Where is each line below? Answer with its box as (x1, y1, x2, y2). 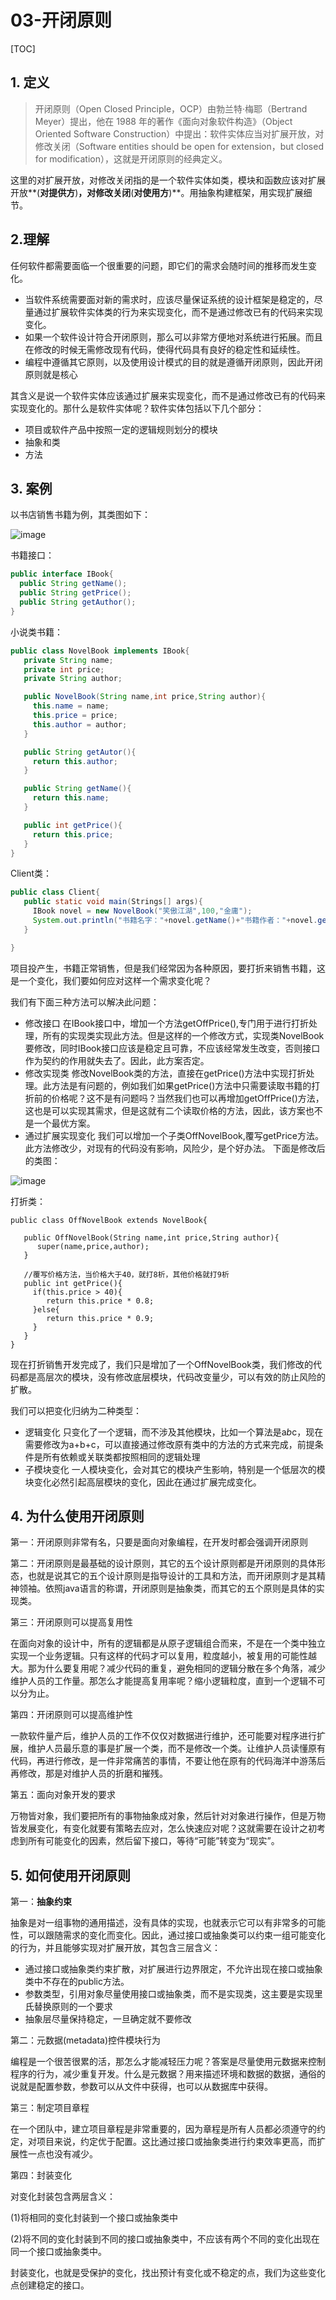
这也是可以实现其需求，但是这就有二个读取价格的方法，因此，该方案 (24, 1104, 306, 1116)
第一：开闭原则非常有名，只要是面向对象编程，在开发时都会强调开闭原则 (10, 1536, 308, 1548)
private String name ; (23, 655, 114, 665)
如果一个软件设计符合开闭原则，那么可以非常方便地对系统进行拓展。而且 (24, 331, 323, 343)
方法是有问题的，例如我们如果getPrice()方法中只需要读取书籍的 (51, 1079, 312, 1091)
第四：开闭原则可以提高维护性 (10, 1709, 133, 1721)
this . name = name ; (32, 701, 110, 711)
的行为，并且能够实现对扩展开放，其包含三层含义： (10, 1942, 221, 1954)
